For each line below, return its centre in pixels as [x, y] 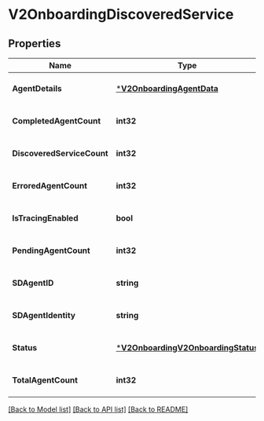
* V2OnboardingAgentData [167, 88]
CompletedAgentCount [56, 121]
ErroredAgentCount [50, 186]
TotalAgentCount [45, 380]
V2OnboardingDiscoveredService [121, 15]
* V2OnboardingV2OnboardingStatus [187, 348]
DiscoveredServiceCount [60, 153]
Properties [35, 44]
